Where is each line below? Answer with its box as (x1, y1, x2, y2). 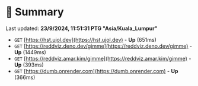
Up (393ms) (14, 61, 44, 68)
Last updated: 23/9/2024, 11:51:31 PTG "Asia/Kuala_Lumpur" (5, 25, 158, 32)
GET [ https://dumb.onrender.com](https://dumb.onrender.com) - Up (14, 67, 178, 74)
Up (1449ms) (14, 48, 47, 55)
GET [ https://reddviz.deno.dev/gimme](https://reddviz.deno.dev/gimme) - (14, 42, 193, 49)
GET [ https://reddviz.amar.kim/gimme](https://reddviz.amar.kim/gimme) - (14, 55, 191, 62)
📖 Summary (5, 5, 64, 19)
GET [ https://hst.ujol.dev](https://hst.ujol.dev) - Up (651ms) (14, 36, 157, 43)
